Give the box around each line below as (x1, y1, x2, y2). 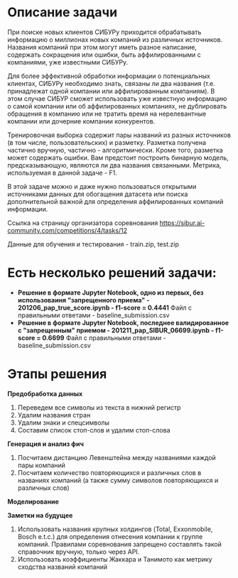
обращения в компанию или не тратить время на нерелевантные (7, 109, 207, 118)
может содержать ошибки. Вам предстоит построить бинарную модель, (7, 153, 229, 162)
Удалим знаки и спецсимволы (17, 418, 110, 427)
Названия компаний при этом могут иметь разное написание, (7, 43, 198, 51)
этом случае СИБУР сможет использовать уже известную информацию (7, 94, 227, 103)
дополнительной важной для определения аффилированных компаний (7, 197, 224, 206)
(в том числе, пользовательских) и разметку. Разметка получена (7, 138, 207, 146)
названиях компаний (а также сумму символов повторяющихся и (17, 476, 219, 484)
